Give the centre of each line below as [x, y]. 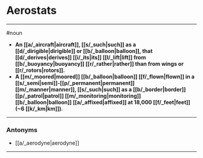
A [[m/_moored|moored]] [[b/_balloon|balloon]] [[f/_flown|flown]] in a [105, 77]
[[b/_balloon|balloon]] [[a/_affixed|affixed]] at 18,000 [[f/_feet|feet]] [102, 102]
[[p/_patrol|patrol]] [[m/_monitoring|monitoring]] [78, 96]
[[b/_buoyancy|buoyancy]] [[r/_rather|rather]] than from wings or [99, 63]
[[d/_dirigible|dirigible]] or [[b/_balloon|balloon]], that [84, 51]
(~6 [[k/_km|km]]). [39, 109]
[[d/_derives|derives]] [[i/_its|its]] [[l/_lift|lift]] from [80, 57]
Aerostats [31, 11]
